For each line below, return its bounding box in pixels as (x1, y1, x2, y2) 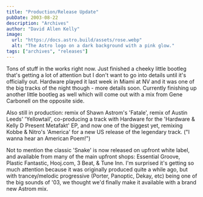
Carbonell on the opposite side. (6, 97, 85, 104)
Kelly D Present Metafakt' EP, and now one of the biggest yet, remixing (6, 122, 183, 129)
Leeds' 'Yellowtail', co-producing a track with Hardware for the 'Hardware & (6, 115, 195, 122)
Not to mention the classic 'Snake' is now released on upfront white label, (6, 146, 190, 153)
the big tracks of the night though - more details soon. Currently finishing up (6, 84, 197, 92)
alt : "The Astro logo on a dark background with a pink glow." (12, 43, 175, 49)
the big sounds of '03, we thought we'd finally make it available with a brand (6, 178, 197, 185)
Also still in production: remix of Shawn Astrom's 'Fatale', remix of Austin (6, 109, 188, 116)
